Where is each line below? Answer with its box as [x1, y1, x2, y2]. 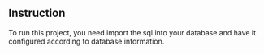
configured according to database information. [8, 36, 165, 46]
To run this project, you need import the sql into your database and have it [8, 27, 257, 37]
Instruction [8, 6, 66, 20]
